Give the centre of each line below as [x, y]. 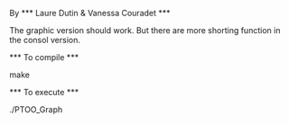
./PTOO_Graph [36, 110]
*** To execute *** [44, 92]
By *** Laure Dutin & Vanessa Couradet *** [90, 13]
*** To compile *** [44, 57]
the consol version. [45, 40]
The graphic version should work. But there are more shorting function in [145, 30]
